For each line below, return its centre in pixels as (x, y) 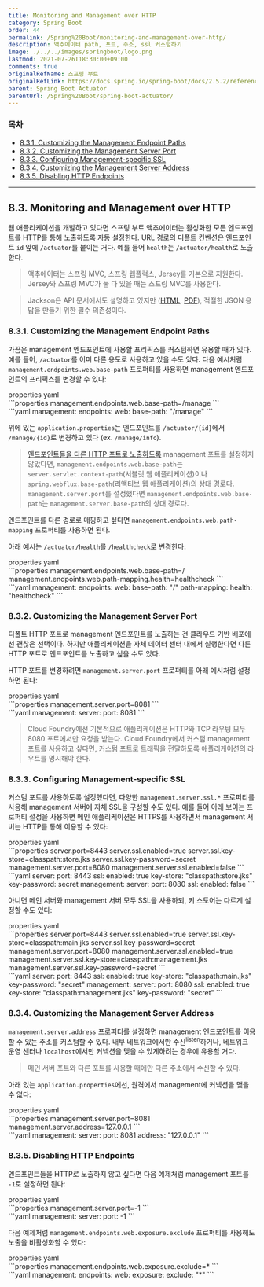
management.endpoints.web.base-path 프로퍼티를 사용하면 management (121, 369)
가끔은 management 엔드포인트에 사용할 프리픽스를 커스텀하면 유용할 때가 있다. (130, 349)
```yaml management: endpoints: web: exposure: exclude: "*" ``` (111, 1274)
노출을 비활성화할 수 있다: (47, 1242)
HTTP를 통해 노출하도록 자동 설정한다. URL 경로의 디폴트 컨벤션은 (123, 237)
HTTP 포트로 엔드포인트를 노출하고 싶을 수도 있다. (84, 653)
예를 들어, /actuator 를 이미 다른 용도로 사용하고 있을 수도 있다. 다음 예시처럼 (125, 359)
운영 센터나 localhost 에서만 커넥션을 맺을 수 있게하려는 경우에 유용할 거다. (123, 1051)
